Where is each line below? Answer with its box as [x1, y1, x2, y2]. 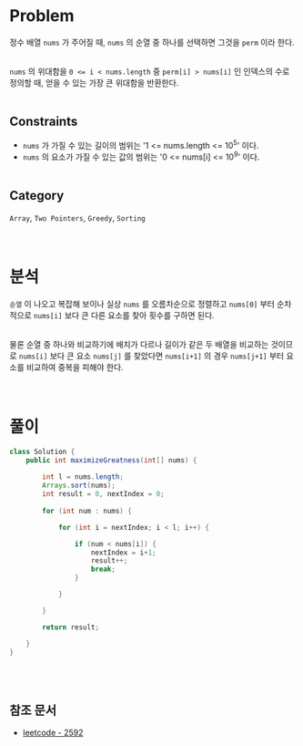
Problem [9, 5, 75, 26]
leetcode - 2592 [22, 727, 84, 739]
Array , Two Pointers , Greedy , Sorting [9, 212, 146, 223]
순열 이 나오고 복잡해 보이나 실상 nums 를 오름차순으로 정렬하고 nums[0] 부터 [9, 298, 275, 309]
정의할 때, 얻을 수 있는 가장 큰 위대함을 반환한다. [9, 77, 179, 88]
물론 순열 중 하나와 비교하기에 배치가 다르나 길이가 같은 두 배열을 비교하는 [9, 338, 269, 349]
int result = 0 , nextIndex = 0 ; [42, 490, 166, 499]
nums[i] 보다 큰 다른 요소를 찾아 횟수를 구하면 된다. [33, 309, 216, 320]
